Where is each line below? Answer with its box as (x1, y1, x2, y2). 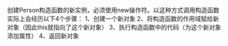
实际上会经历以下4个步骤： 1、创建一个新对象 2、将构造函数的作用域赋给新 (7, 14, 220, 23)
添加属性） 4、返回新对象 (7, 32, 79, 40)
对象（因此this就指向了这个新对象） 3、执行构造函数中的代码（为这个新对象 (7, 23, 222, 31)
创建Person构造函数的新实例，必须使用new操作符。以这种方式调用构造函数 (7, 6, 220, 14)
